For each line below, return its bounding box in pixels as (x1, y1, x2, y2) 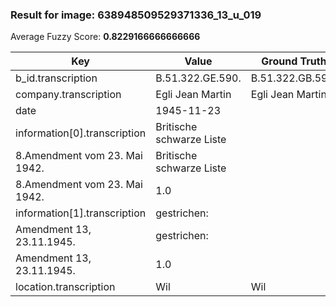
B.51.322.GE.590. (155, 71, 242, 85)
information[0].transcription (15, 126, 147, 140)
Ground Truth (261, 54, 327, 68)
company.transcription (15, 88, 122, 102)
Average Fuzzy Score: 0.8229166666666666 (10, 31, 201, 43)
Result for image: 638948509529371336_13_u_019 (10, 8, 262, 22)
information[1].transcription (15, 206, 147, 220)
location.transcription (15, 280, 116, 294)
